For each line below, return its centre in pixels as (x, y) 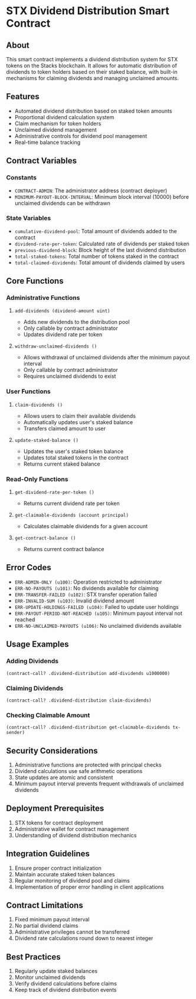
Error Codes (29, 568)
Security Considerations (52, 751)
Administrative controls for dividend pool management (81, 136)
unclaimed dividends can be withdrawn (63, 203)
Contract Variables (42, 161)
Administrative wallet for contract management (72, 829)
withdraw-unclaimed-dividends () (56, 346)
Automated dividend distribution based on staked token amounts (93, 111)
